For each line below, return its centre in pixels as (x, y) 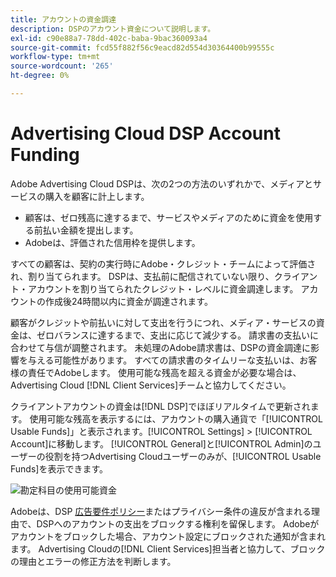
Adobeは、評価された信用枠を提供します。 (112, 242)
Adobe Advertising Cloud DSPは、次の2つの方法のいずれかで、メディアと (161, 183)
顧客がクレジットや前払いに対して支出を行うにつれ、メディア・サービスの (163, 322)
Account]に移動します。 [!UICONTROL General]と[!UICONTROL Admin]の (161, 443)
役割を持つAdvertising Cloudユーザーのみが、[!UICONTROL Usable (183, 456)
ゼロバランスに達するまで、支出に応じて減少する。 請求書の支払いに (178, 335)
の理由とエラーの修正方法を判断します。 (93, 561)
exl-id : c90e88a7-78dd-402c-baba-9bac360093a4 (109, 38)
